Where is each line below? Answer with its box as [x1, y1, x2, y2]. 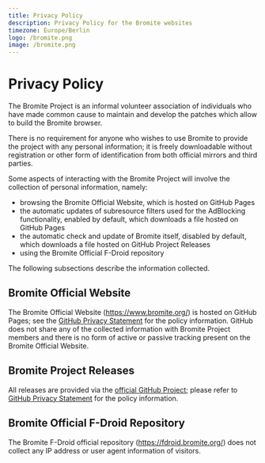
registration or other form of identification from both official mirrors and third [8, 150, 258, 160]
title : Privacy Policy [8, 11, 83, 20]
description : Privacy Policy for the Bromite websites [8, 19, 193, 27]
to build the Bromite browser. [8, 118, 103, 127]
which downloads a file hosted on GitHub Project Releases [19, 240, 211, 249]
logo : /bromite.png [8, 33, 73, 42]
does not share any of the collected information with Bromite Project [8, 324, 231, 333]
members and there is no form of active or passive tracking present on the [8, 332, 251, 342]
